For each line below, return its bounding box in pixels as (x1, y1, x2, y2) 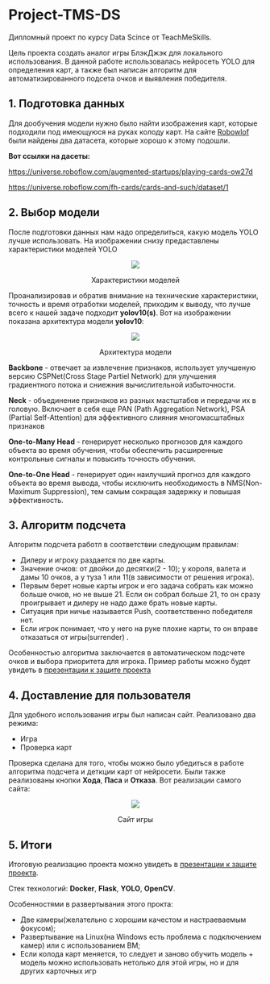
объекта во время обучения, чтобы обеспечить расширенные (8, 445, 223, 455)
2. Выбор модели (8, 206, 100, 219)
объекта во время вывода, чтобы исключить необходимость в (8, 478, 226, 488)
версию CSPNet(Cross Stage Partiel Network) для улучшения (8, 371, 217, 380)
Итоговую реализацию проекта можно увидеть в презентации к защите (8, 860, 257, 869)
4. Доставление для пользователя (8, 688, 191, 702)
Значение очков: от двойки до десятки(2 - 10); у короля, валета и (19, 564, 247, 574)
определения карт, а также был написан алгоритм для (8, 64, 197, 74)
